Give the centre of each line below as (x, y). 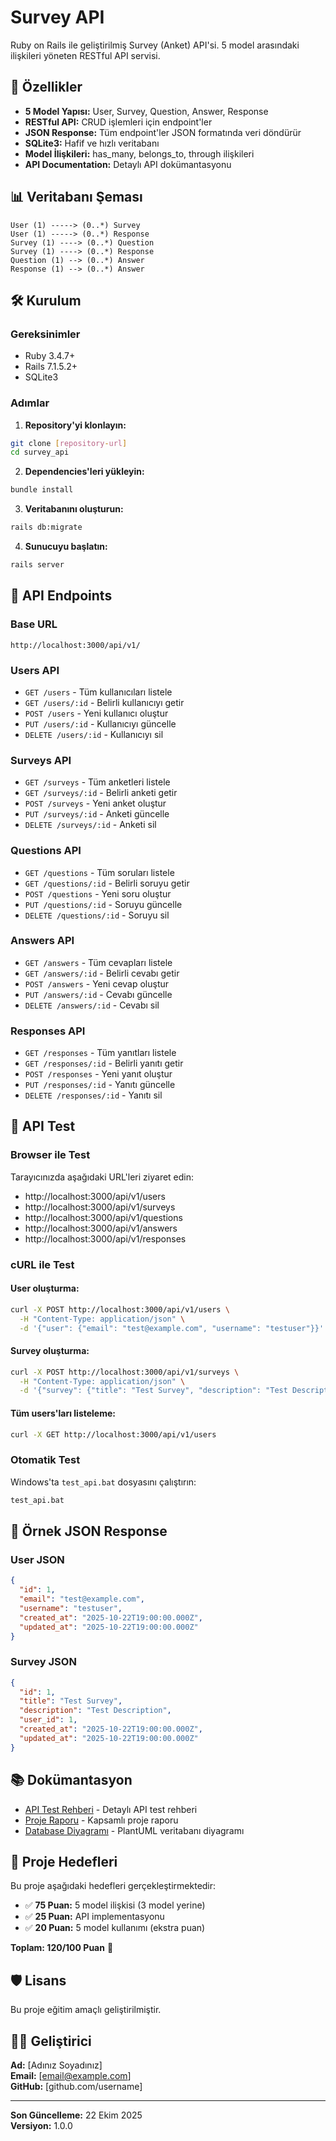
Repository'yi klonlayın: (75, 425)
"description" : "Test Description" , (95, 1711)
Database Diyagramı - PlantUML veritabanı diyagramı (134, 1830)
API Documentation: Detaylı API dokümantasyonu (128, 164)
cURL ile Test (42, 1264)
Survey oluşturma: (50, 1351)
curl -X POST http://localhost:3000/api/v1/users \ (120, 1309)
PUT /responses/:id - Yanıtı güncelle (100, 1085)
